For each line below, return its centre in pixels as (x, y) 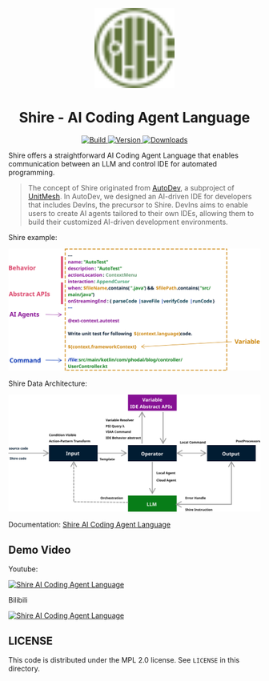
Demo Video (40, 549)
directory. (24, 668)
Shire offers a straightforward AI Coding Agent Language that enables (123, 155)
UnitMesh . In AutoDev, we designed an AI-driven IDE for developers (140, 196)
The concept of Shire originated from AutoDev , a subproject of (131, 187)
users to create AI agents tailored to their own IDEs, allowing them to (141, 213)
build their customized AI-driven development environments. (128, 222)
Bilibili (18, 600)
